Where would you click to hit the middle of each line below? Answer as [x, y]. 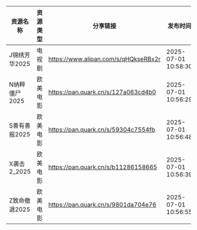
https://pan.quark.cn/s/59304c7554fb [102, 130]
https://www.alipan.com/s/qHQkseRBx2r [105, 59]
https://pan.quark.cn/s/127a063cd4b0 [102, 92]
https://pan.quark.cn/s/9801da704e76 [102, 204]
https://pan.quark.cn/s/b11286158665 [103, 167]
